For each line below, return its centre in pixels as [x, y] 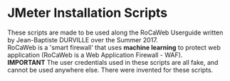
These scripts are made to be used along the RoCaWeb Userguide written [115, 32]
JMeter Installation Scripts [88, 13]
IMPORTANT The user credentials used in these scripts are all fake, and [113, 62]
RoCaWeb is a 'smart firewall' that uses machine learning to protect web [114, 47]
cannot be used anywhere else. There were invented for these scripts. [110, 70]
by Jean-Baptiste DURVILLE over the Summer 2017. [83, 39]
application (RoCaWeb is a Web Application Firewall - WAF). [95, 55]
